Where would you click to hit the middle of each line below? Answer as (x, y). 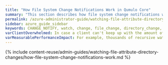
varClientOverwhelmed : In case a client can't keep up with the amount (81, 33)
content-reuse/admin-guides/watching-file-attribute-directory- (94, 52)
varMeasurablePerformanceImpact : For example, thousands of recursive (80, 38)
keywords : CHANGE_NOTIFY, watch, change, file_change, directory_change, (84, 28)
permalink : (16, 19)
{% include (16, 52)
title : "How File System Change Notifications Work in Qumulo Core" (78, 10)
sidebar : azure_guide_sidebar (37, 24)
